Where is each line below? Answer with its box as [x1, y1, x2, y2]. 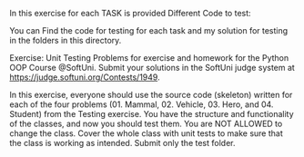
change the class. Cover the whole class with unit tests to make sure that [9, 128, 284, 139]
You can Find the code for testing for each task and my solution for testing [9, 25, 289, 35]
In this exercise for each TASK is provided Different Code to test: [9, 8, 252, 18]
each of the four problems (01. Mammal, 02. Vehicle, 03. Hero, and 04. [9, 99, 274, 110]
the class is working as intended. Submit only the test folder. [9, 138, 236, 148]
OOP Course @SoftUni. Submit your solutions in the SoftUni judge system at [9, 63, 296, 73]
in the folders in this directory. [9, 35, 122, 45]
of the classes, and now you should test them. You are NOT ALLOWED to [9, 118, 283, 129]
